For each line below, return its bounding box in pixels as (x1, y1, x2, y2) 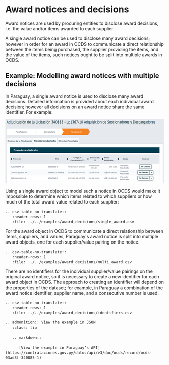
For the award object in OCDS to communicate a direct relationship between (5, 228, 164, 234)
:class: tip (12, 325, 37, 330)
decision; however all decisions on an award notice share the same (5, 104, 145, 110)
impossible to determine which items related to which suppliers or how (5, 193, 152, 199)
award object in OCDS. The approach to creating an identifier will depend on (5, 279, 164, 286)
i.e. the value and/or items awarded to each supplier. (5, 25, 115, 31)
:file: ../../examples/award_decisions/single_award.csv (12, 219, 135, 225)
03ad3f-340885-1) (5, 355, 42, 360)
